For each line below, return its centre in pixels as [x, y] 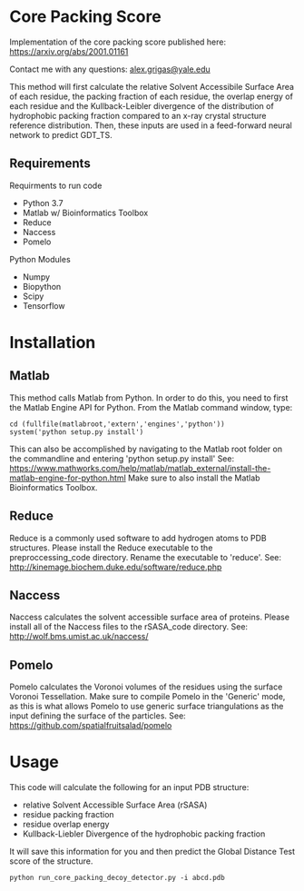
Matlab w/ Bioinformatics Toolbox [85, 213]
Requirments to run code [56, 185]
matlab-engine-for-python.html [68, 478]
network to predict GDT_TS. [61, 134]
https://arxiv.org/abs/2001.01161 [69, 51]
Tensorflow [44, 305]
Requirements [50, 164]
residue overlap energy [66, 825]
